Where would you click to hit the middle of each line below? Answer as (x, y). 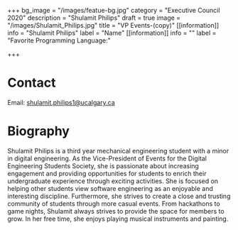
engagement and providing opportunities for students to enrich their (107, 173)
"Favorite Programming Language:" (59, 40)
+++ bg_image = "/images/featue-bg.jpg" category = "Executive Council (114, 10)
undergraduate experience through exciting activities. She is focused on (113, 181)
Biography (38, 131)
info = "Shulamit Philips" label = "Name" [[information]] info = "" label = (112, 33)
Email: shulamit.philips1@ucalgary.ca (61, 102)
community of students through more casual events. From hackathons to (114, 203)
